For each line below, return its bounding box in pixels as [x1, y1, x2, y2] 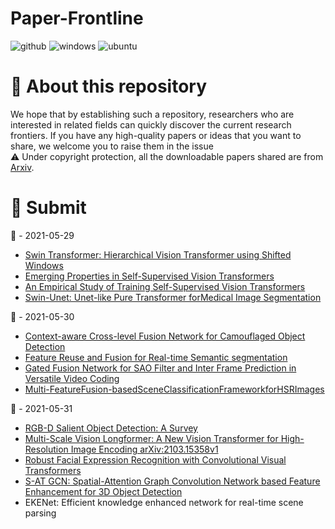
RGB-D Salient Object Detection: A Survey [24, 422, 198, 434]
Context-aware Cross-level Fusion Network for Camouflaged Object [24, 330, 306, 342]
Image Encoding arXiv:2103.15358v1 [70, 443, 219, 455]
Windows [24, 259, 64, 271]
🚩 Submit [10, 197, 87, 219]
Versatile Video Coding [24, 372, 120, 384]
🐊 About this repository [10, 75, 208, 98]
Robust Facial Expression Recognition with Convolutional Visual [24, 453, 287, 466]
